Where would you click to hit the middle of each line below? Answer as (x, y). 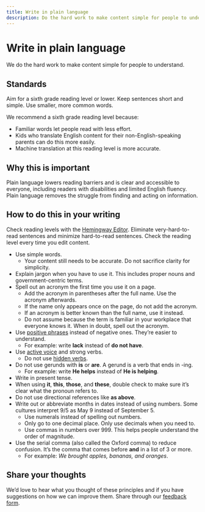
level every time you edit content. (48, 242)
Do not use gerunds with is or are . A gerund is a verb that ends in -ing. (104, 365)
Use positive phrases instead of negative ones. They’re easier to (96, 332)
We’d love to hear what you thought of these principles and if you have (95, 489)
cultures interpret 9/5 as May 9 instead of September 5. (85, 410)
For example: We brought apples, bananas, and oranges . (96, 456)
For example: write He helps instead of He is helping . (91, 371)
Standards (27, 84)
